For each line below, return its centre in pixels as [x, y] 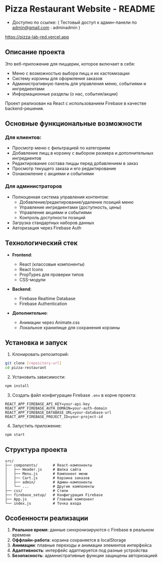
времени [21, 535]
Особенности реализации [47, 518]
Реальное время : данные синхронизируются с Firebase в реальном [83, 530]
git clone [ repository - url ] [33, 363]
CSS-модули [32, 279]
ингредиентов [27, 158]
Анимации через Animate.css [49, 322]
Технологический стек [41, 243]
